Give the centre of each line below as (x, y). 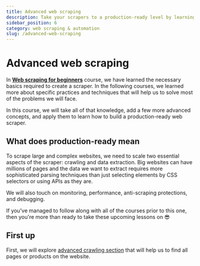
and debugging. (26, 199)
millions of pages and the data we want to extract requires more (85, 168)
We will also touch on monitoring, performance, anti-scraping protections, (97, 193)
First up (21, 236)
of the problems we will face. (42, 99)
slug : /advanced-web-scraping (44, 34)
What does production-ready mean (73, 141)
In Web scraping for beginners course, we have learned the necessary (94, 80)
